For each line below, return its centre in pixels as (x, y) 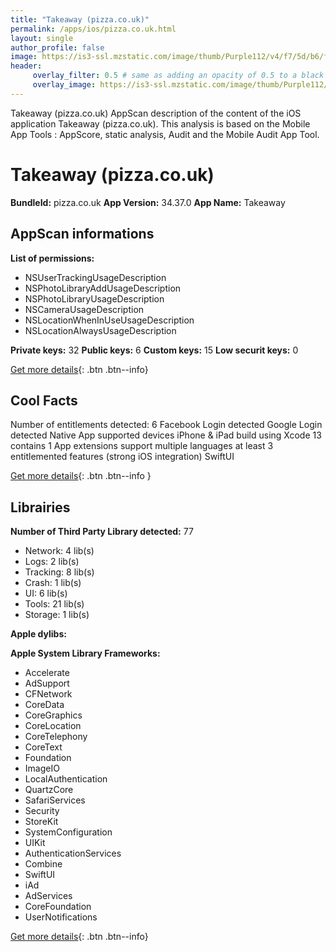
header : (26, 66)
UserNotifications (61, 917)
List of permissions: (52, 258)
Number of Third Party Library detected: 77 (102, 532)
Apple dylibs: (38, 634)
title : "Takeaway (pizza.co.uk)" (80, 19)
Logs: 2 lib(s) (52, 562)
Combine (43, 864)
